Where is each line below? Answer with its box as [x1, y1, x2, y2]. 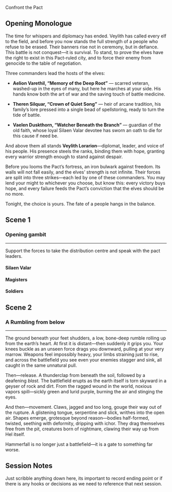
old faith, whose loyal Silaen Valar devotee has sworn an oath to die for [12, 127, 163, 133]
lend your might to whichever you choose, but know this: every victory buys [5, 180, 165, 186]
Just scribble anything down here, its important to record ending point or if [5, 475, 163, 481]
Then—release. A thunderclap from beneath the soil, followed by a [5, 372, 145, 378]
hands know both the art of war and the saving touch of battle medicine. [12, 91, 165, 97]
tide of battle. [12, 111, 41, 118]
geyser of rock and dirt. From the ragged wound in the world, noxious [5, 383, 152, 389]
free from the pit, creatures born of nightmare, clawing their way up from [5, 426, 159, 432]
